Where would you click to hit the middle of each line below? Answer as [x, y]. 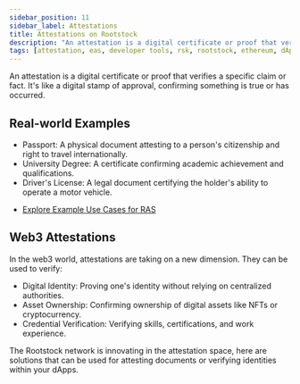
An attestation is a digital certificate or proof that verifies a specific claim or [148, 76]
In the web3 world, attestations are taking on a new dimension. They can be [149, 259]
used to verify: [36, 268]
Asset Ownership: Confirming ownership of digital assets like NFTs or [150, 305]
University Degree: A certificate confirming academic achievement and [153, 163]
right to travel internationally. [75, 154]
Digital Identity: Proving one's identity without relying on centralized [147, 286]
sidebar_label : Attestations [63, 26]
